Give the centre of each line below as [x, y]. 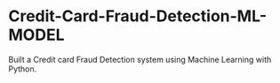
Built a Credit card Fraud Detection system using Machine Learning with [140, 59]
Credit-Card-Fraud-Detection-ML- [138, 16]
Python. [23, 69]
